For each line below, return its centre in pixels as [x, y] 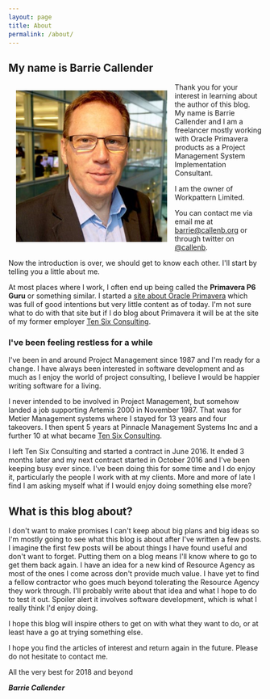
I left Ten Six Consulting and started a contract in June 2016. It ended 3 [126, 452]
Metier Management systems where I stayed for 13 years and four [118, 419]
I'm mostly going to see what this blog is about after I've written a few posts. [135, 539]
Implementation [200, 165]
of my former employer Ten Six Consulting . [80, 322]
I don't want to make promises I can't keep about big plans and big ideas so [134, 531]
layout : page [30, 17]
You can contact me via [214, 213]
